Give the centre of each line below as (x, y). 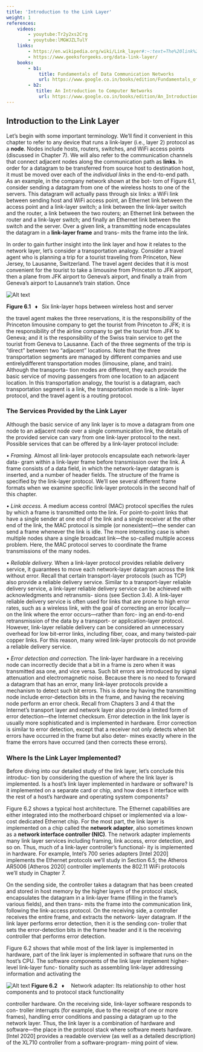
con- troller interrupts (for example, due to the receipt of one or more (92, 1010)
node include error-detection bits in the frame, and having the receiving (95, 697)
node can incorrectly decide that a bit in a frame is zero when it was (91, 664)
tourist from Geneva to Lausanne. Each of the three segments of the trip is (99, 344)
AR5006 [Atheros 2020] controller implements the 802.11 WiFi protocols (96, 867)
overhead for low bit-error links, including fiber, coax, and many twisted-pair (101, 633)
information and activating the (43, 974)
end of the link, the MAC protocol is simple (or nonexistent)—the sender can (101, 525)
